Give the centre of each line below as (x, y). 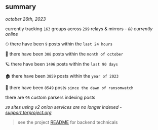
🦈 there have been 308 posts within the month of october (64, 54)
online (12, 34)
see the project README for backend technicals (68, 122)
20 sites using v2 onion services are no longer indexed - (64, 107)
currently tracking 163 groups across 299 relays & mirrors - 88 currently (79, 29)
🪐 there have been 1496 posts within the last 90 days (62, 64)
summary (21, 7)
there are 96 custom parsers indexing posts (50, 97)
